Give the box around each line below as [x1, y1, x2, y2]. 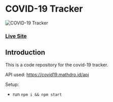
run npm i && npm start [12, 91, 62, 97]
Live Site [5, 32, 27, 40]
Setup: [5, 81, 19, 87]
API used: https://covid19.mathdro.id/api [5, 72, 90, 78]
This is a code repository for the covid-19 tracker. [5, 61, 108, 67]
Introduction [5, 48, 46, 57]
